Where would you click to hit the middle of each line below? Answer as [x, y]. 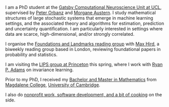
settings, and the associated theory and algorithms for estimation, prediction [85, 23]
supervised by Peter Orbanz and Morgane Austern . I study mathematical [81, 13]
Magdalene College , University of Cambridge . [53, 85]
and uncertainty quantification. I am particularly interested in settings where [84, 29]
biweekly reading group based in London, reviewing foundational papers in [83, 49]
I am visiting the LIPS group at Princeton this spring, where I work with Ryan [84, 64]
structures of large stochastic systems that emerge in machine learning [79, 18]
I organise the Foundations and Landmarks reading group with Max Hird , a [82, 44]
